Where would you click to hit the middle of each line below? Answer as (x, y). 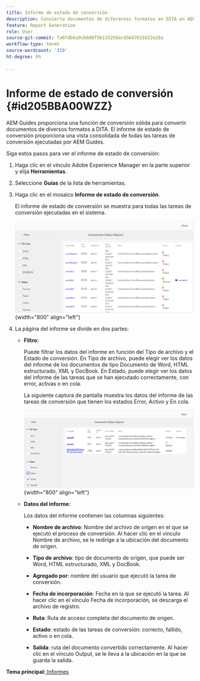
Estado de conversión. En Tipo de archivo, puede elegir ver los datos (108, 358)
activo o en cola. (53, 636)
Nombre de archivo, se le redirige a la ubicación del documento (110, 540)
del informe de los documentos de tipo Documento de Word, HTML (106, 365)
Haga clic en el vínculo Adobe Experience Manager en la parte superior (102, 165)
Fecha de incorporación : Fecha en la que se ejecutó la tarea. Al (111, 593)
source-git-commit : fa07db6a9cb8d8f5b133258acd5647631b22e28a (85, 38)
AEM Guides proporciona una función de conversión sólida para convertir (96, 123)
